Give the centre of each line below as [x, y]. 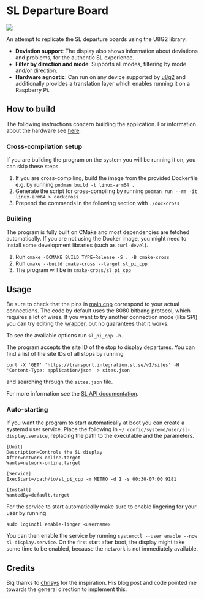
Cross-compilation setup [44, 146]
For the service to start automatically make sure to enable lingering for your [101, 507]
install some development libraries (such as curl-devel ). [77, 245]
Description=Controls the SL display [55, 453]
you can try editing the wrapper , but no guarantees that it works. [88, 324]
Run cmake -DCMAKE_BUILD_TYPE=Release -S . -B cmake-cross [92, 257]
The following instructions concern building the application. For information [101, 124]
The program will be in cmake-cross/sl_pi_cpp [73, 270]
